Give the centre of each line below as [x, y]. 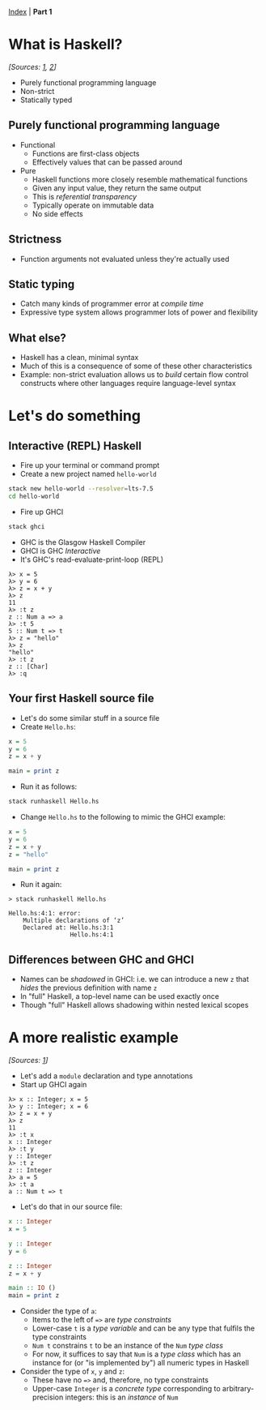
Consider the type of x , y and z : [72, 1371]
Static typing [42, 284]
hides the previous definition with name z [89, 988]
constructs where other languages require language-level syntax [128, 384]
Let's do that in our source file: [71, 1206]
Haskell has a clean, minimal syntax [79, 358]
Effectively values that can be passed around [107, 162]
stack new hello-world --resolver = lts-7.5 [81, 489]
